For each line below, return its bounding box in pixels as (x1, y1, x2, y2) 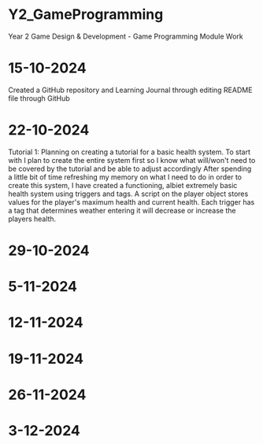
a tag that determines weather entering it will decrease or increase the (8, 205, 236, 215)
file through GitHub (8, 93, 71, 103)
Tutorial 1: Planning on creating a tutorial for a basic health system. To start (8, 147, 250, 157)
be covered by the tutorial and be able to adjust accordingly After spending (8, 164, 252, 173)
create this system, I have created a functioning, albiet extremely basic (8, 180, 238, 190)
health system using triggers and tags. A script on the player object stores (8, 189, 249, 198)
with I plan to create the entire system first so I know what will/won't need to (8, 155, 256, 165)
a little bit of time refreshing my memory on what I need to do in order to (8, 172, 243, 182)
